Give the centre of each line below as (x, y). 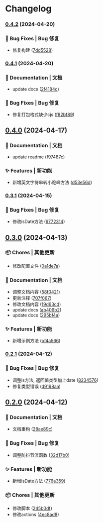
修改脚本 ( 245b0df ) (32, 509)
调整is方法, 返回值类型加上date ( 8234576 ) (55, 380)
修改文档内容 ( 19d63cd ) (37, 305)
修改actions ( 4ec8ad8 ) (36, 515)
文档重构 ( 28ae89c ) (33, 429)
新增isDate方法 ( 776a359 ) (39, 481)
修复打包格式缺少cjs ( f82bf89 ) (43, 114)
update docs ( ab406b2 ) (37, 310)
